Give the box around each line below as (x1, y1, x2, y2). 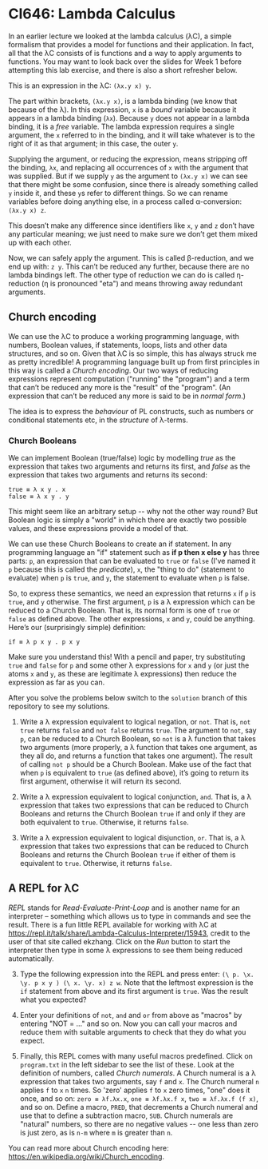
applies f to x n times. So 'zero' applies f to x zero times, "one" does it (19, 1085, 250, 1095)
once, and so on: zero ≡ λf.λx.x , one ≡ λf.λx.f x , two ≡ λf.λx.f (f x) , (19, 1093, 259, 1103)
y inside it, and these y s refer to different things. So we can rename (8, 188, 229, 197)
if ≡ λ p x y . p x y (8, 638, 81, 646)
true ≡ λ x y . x (8, 485, 66, 494)
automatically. (8, 953, 54, 964)
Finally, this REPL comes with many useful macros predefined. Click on (19, 1051, 254, 1060)
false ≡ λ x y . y (8, 493, 69, 501)
